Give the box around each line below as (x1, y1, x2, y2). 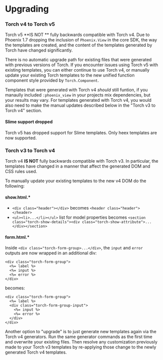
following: (5, 183, 25, 189)
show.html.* (5, 194, 31, 200)
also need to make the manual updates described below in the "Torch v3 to (5, 102, 156, 108)
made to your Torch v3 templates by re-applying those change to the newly (5, 344, 157, 350)
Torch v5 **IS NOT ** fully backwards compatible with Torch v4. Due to (5, 32, 150, 38)
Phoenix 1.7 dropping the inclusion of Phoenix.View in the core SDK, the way (5, 37, 157, 43)
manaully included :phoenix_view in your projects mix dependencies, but (5, 92, 151, 98)
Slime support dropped (5, 119, 53, 125)
